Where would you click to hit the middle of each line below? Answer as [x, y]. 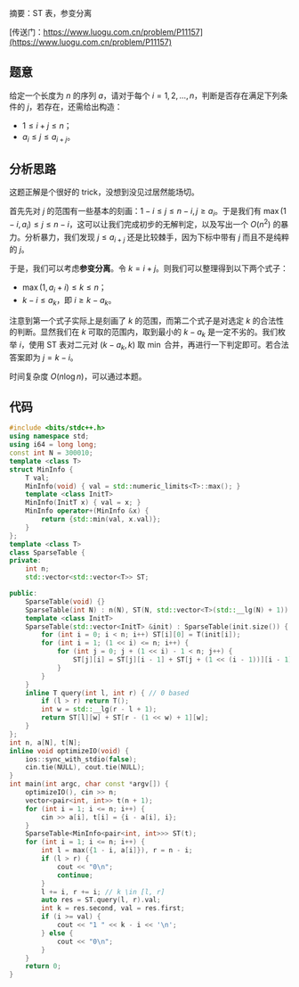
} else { [57, 933]
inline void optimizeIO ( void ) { [69, 751]
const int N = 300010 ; [51, 453]
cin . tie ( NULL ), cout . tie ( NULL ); [85, 768]
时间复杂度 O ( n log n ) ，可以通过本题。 [78, 376]
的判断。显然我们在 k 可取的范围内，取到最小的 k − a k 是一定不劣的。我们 [144, 333]
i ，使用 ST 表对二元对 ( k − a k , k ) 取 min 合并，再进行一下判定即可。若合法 [154, 345]
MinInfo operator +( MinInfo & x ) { [87, 511]
